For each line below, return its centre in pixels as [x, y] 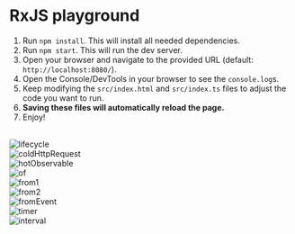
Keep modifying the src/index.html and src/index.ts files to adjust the [154, 88]
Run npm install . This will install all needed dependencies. [131, 40]
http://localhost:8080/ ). [69, 69]
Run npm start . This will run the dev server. [102, 49]
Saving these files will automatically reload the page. [123, 107]
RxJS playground [75, 16]
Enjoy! [34, 117]
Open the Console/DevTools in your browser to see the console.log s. [151, 78]
